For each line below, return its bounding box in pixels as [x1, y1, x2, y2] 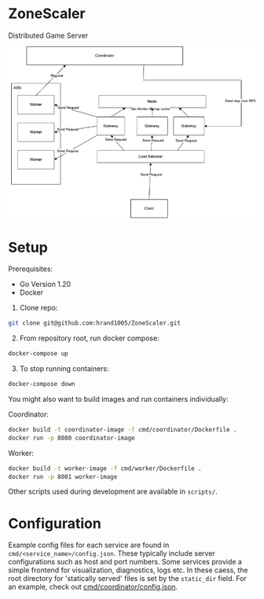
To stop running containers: [19, 364, 109, 373]
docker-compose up [8, 350, 68, 358]
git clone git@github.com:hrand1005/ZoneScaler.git [8, 319, 181, 327]
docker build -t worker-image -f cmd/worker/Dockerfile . [8, 465, 202, 472]
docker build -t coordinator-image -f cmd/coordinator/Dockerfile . [8, 425, 237, 433]
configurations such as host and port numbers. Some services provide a [8, 557, 242, 567]
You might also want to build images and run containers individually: [8, 394, 229, 403]
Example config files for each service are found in [8, 540, 170, 550]
